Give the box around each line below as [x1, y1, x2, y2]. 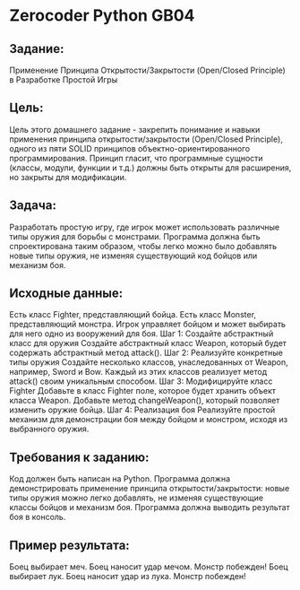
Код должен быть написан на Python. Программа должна [9, 473, 231, 484]
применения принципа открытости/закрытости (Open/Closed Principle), [9, 134, 284, 144]
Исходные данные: [9, 286, 124, 301]
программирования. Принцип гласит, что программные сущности [9, 152, 263, 163]
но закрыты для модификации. [9, 171, 127, 182]
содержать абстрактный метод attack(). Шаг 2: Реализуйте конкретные [9, 347, 284, 359]
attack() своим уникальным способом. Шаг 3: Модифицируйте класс [9, 376, 273, 386]
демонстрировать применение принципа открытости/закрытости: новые [9, 483, 290, 494]
